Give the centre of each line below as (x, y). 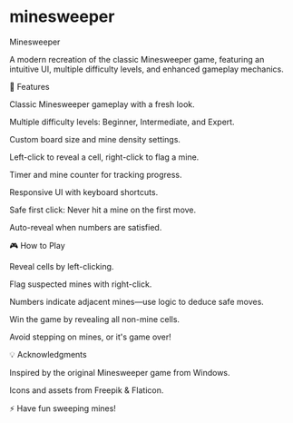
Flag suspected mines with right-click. (81, 284)
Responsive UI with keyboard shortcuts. (84, 192)
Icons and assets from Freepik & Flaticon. (87, 390)
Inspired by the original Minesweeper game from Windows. (120, 372)
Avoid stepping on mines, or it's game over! (91, 337)
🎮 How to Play (37, 245)
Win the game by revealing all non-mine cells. (94, 319)
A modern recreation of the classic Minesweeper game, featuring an (137, 59)
